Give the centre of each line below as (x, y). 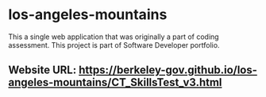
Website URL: (42, 70)
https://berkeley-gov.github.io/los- (168, 70)
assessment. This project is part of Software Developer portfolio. (114, 45)
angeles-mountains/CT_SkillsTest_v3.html (115, 82)
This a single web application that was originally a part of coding (114, 37)
